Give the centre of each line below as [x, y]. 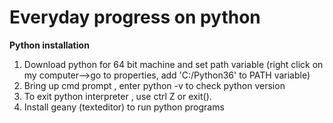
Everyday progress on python [135, 17]
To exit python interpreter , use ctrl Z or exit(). [117, 96]
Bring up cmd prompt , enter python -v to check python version [154, 85]
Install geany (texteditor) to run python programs [124, 107]
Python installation [49, 45]
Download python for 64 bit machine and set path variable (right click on [173, 64]
